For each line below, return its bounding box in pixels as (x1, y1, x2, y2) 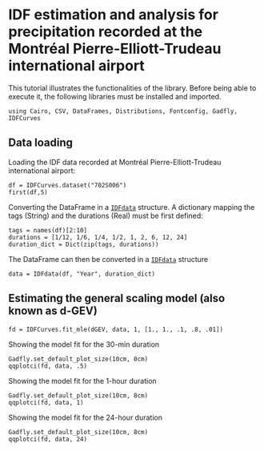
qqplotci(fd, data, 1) (8, 398, 84, 406)
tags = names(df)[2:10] (8, 226, 88, 234)
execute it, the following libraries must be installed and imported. (8, 91, 222, 101)
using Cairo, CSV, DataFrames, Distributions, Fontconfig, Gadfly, (8, 107, 238, 115)
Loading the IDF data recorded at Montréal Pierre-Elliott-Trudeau (8, 157, 222, 167)
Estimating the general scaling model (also (8, 292, 226, 305)
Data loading (8, 136, 74, 150)
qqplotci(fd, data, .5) (8, 362, 88, 370)
